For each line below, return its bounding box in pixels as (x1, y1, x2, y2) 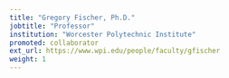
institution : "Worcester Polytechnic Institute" (9, 30, 196, 39)
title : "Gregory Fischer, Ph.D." (9, 13, 136, 22)
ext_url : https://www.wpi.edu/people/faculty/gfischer (9, 47, 221, 56)
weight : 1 (9, 55, 47, 64)
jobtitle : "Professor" (9, 22, 95, 30)
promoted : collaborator (9, 38, 100, 48)
